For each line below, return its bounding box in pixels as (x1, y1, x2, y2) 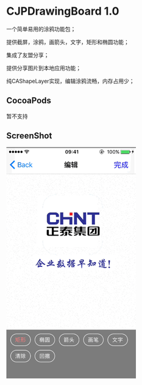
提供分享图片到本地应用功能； (6, 64, 81, 72)
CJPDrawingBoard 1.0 (6, 4, 119, 18)
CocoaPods (6, 95, 52, 106)
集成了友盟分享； (6, 51, 49, 59)
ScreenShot (6, 130, 52, 141)
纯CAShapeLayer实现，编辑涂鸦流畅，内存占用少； (6, 77, 135, 84)
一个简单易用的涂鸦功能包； (6, 25, 76, 32)
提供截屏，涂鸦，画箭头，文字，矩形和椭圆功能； (6, 38, 129, 45)
